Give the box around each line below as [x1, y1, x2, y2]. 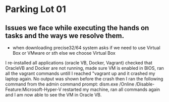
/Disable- [135, 81, 155, 87]
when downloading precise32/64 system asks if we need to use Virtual [12, 45, 160, 51]
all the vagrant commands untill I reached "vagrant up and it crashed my [5, 70, 155, 76]
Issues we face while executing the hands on [5, 24, 149, 32]
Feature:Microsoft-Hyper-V [5, 86, 62, 92]
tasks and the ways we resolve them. [5, 31, 125, 40]
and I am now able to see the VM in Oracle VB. [5, 92, 102, 97]
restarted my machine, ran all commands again [62, 86, 160, 92]
